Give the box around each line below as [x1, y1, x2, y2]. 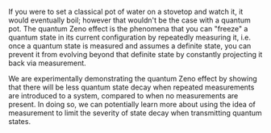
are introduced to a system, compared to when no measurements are [8, 91, 239, 100]
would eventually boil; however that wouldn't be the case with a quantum [8, 15, 252, 25]
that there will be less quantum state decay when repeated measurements [8, 82, 255, 92]
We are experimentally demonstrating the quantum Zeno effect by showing [8, 74, 258, 83]
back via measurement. [8, 58, 86, 68]
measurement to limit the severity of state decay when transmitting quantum [8, 108, 262, 118]
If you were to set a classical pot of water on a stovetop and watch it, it [8, 7, 244, 16]
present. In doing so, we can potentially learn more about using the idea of [8, 100, 256, 109]
